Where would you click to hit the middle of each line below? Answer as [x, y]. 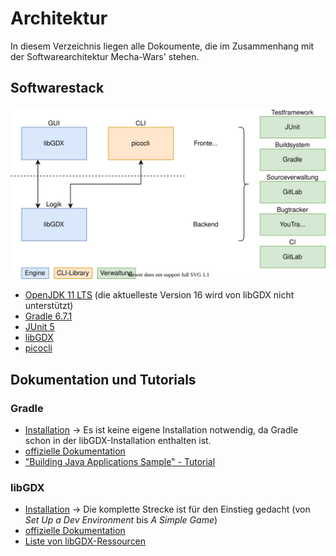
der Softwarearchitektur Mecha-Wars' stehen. [105, 56]
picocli [38, 348]
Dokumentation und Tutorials [103, 379]
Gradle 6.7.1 [48, 316]
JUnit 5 [39, 327]
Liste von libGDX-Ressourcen [85, 541]
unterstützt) [49, 306]
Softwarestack [57, 88]
